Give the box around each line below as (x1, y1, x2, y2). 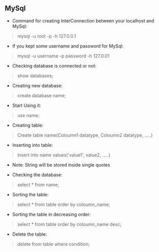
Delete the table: (12, 231, 47, 237)
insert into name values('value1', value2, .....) (17, 152, 111, 158)
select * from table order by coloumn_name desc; (17, 221, 122, 227)
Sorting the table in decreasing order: (12, 211, 91, 217)
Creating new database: (12, 82, 63, 88)
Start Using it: (12, 102, 41, 108)
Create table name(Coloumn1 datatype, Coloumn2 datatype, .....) (17, 132, 153, 138)
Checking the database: (12, 171, 63, 178)
